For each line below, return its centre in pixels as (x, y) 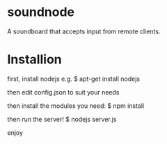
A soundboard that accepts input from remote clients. (84, 31)
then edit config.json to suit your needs (63, 92)
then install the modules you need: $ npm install (76, 106)
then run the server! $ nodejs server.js (62, 119)
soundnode (41, 12)
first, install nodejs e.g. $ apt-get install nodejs (74, 79)
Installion (34, 59)
